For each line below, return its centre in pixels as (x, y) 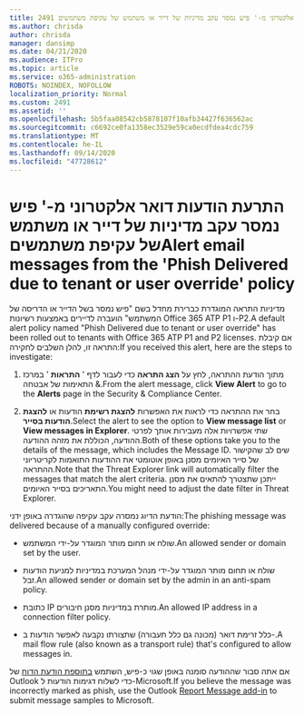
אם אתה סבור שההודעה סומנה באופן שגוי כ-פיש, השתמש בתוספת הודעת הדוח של (150, 671)
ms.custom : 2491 (40, 102)
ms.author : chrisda (46, 26)
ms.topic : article (44, 69)
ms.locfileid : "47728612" (58, 161)
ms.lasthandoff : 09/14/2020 (63, 153)
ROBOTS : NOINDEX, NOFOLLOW (60, 85)
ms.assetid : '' (38, 111)
